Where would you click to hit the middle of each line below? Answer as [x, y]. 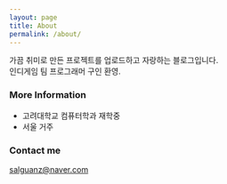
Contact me [35, 150]
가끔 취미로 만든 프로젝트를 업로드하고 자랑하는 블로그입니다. [114, 60]
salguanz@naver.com [49, 169]
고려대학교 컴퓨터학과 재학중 [71, 116]
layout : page [33, 17]
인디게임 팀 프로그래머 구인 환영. [65, 71]
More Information [48, 95]
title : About [33, 26]
